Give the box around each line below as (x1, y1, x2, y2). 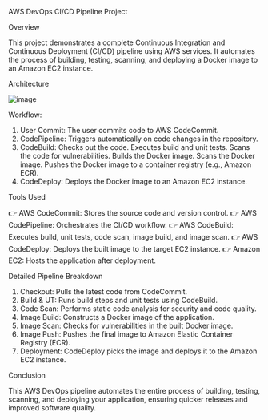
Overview (8, 22, 40, 31)
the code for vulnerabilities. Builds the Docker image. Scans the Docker (19, 151, 255, 160)
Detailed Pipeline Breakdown (8, 272, 103, 281)
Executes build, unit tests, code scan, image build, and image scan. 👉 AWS (8, 232, 258, 241)
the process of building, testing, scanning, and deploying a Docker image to (8, 55, 258, 64)
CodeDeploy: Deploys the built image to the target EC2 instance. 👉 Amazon (8, 244, 261, 253)
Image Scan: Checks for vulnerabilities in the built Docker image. (19, 321, 234, 330)
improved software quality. (8, 403, 97, 412)
